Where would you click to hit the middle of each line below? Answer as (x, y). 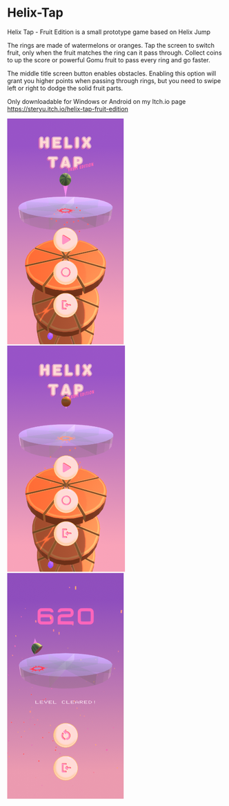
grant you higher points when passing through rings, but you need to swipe (114, 80)
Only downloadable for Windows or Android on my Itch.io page (97, 101)
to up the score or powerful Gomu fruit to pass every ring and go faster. (109, 59)
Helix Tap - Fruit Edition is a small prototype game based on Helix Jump (109, 32)
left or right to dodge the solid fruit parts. (65, 88)
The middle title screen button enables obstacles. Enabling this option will (112, 73)
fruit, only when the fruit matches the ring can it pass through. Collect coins (114, 53)
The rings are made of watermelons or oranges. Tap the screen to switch (111, 45)
